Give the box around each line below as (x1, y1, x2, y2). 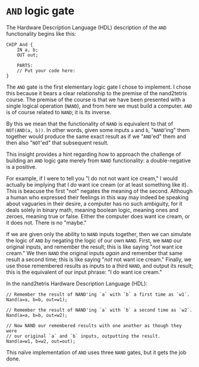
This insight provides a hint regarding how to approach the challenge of (6, 150, 181, 158)
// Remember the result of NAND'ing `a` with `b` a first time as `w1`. (6, 291, 190, 297)
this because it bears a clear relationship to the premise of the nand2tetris (6, 89, 187, 96)
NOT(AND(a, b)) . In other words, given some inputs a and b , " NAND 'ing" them (6, 126, 190, 133)
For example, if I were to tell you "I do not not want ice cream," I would (6, 174, 178, 182)
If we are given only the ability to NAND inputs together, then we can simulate (6, 230, 191, 237)
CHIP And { (6, 42, 33, 48)
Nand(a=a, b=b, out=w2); (6, 312, 68, 318)
